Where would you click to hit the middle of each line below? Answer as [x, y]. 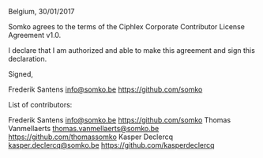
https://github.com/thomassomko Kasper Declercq [91, 137]
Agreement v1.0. [35, 35]
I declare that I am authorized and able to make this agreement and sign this [131, 50]
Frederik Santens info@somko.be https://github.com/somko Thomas [120, 120]
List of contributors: [40, 105]
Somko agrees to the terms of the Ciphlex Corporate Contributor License [126, 26]
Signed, [21, 74]
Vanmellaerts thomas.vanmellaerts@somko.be [84, 128]
